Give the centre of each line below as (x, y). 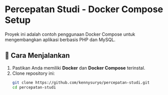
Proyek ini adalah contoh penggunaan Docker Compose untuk (70, 34)
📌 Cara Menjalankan (37, 56)
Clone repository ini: (33, 73)
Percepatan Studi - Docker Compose (84, 9)
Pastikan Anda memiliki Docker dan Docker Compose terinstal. (79, 68)
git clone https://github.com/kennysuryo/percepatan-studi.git (81, 82)
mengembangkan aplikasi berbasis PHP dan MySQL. (60, 40)
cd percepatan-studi (34, 87)
